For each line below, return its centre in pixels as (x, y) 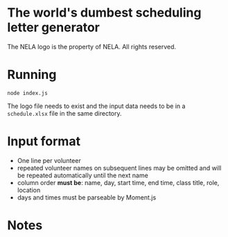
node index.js (28, 93)
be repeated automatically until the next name (83, 175)
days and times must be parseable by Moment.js (87, 197)
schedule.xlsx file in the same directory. (65, 113)
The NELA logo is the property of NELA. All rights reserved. (92, 46)
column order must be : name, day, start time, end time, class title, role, (118, 182)
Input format (44, 142)
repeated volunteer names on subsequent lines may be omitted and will (119, 168)
